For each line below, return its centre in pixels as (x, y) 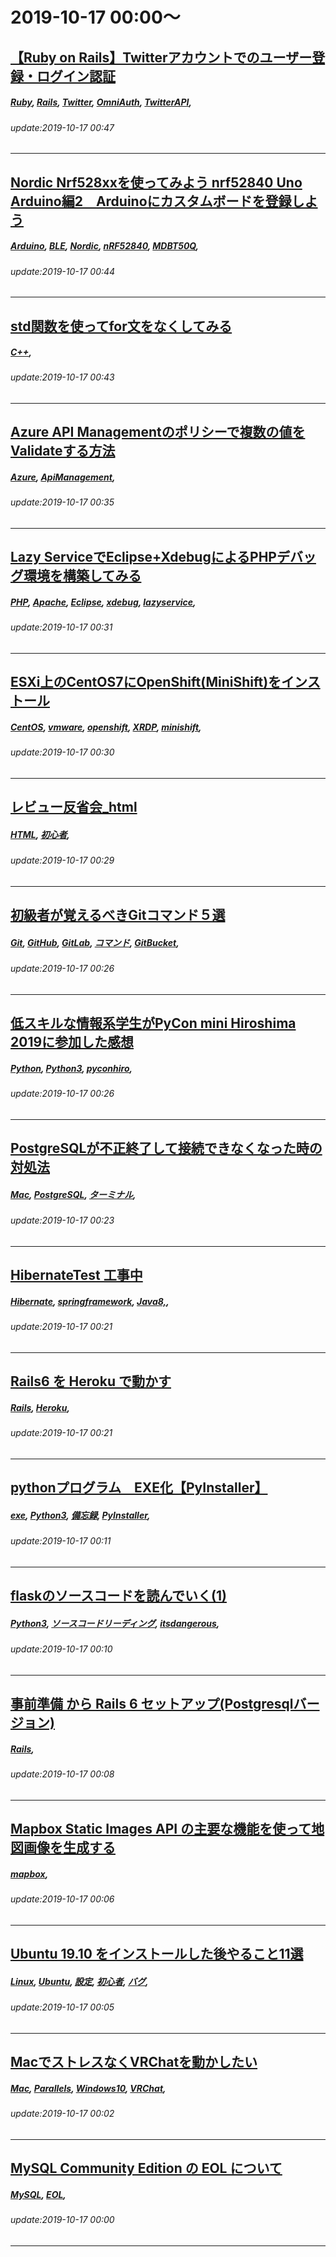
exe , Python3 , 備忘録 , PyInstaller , (80, 1515)
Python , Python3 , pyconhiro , (71, 1068)
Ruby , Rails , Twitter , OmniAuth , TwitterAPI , (101, 102)
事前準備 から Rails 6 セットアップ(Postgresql (152, 1704)
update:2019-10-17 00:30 (62, 752)
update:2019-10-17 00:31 (61, 627)
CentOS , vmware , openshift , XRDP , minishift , (106, 727)
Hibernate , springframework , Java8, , (90, 1301)
